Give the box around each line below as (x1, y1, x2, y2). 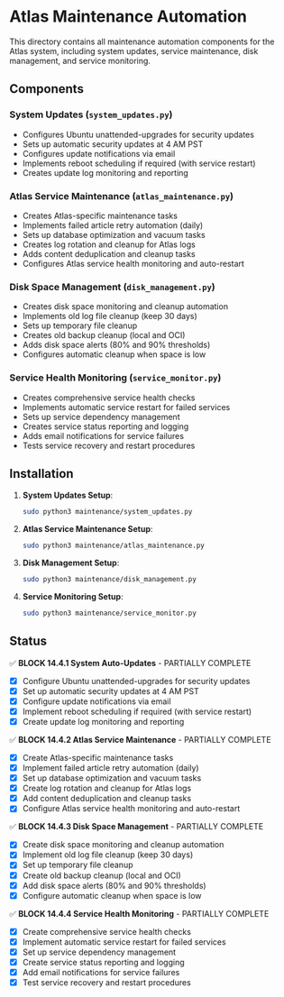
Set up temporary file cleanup (22, 859, 133, 871)
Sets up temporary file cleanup (22, 320, 138, 331)
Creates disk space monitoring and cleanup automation (22, 301, 228, 312)
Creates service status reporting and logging (22, 421, 189, 432)
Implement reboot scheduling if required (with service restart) (22, 706, 252, 717)
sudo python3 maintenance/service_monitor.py (22, 608, 197, 617)
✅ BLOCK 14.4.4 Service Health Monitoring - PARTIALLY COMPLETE (9, 908, 270, 919)
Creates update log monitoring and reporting (22, 167, 189, 178)
